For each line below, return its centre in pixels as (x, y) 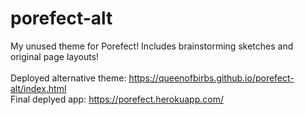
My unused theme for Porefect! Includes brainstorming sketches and (152, 46)
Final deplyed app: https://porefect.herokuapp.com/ (117, 99)
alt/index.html (38, 88)
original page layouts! (55, 56)
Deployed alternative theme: (68, 78)
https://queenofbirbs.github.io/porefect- (211, 78)
